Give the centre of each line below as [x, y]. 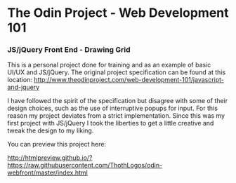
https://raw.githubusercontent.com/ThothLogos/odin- [85, 165]
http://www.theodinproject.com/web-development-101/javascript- [129, 80]
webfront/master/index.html [47, 172]
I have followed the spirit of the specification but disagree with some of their [118, 101]
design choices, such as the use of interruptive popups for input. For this [112, 108]
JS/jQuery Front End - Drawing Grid [69, 50]
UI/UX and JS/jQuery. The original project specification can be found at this [117, 72]
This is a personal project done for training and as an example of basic [109, 65]
